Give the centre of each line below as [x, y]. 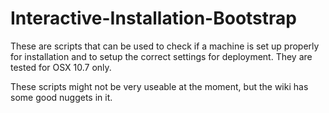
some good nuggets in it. [61, 97]
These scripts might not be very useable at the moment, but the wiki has [159, 86]
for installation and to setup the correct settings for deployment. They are [161, 56]
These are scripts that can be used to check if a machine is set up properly [165, 46]
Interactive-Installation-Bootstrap [153, 18]
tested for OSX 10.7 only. [61, 67]
